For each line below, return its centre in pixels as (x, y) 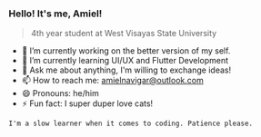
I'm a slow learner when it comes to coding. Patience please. (131, 124)
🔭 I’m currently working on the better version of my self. (126, 51)
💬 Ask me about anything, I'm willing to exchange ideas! (126, 70)
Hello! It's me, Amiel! (55, 14)
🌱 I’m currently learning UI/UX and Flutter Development (125, 61)
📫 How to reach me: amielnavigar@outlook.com (112, 81)
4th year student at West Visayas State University (124, 34)
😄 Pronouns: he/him (60, 93)
